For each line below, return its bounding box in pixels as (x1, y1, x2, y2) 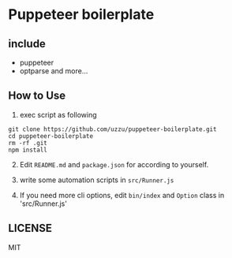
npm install (8, 146, 47, 154)
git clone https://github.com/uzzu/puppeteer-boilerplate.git (8, 125, 217, 133)
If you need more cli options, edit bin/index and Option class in (19, 190, 225, 200)
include (8, 37, 46, 50)
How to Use (8, 89, 66, 103)
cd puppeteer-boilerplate (8, 132, 93, 140)
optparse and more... (19, 66, 88, 76)
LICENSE (8, 222, 53, 235)
